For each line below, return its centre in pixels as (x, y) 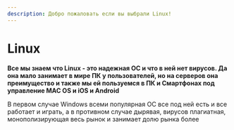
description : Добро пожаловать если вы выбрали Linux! (90, 14)
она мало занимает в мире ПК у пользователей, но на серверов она (113, 75)
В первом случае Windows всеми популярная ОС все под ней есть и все (117, 104)
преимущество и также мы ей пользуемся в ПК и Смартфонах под (111, 83)
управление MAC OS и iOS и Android (63, 90)
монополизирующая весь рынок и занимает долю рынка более (103, 119)
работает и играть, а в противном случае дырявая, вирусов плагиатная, (117, 111)
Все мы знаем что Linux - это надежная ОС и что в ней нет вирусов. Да (117, 68)
